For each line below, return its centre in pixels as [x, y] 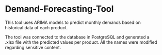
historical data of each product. [36, 27]
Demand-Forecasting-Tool [59, 9]
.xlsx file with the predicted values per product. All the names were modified [81, 42]
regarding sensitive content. [33, 47]
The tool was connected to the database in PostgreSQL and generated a [77, 37]
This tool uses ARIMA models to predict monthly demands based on [73, 22]
